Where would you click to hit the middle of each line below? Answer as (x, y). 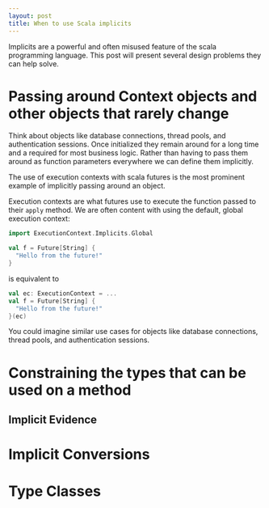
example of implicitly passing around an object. (87, 186)
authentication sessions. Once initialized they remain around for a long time (134, 144)
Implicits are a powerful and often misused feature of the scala (112, 46)
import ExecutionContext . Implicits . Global (81, 234)
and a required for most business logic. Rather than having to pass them (128, 153)
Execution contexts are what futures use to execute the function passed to (132, 201)
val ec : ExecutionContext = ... (63, 293)
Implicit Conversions (79, 455)
